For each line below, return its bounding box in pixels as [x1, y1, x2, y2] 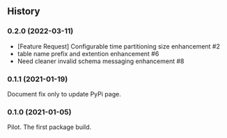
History [7, 6, 40, 17]
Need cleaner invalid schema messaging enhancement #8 [17, 57, 185, 65]
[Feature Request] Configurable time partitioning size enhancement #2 [17, 42, 221, 51]
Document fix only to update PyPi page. [7, 89, 122, 98]
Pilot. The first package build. [7, 123, 92, 131]
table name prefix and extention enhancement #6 [17, 49, 159, 58]
